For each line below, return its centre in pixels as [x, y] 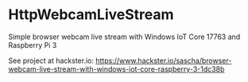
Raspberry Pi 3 [33, 45]
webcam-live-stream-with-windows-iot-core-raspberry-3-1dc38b [116, 68]
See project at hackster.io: [51, 61]
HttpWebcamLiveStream [91, 15]
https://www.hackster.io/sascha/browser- [163, 61]
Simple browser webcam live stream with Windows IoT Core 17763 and [124, 37]
